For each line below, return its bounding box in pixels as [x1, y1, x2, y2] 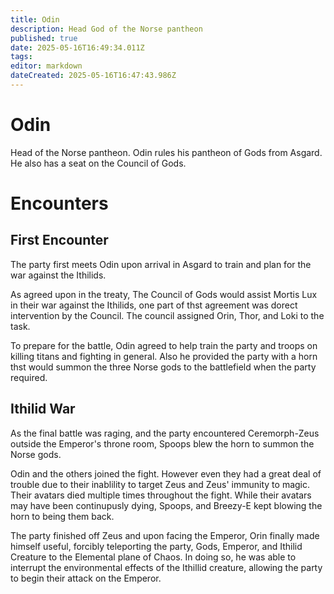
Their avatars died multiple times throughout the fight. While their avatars [10, 489, 312, 501]
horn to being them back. [10, 510, 115, 522]
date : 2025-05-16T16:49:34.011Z [10, 42, 145, 53]
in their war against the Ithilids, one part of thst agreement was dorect [10, 299, 298, 311]
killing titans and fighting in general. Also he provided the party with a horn [10, 350, 318, 362]
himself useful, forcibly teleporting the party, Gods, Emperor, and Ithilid [10, 540, 303, 552]
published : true [10, 33, 78, 43]
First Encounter [10, 232, 109, 249]
